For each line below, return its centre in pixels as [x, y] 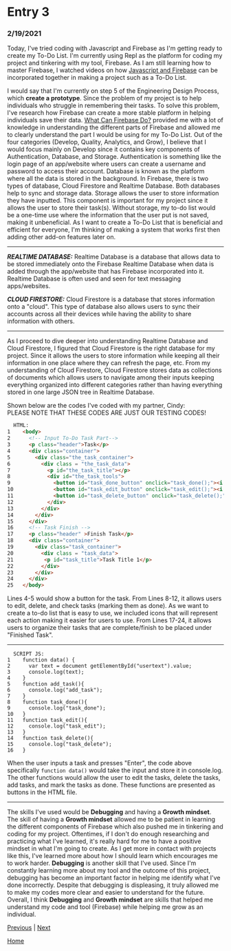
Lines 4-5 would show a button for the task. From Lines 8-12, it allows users [114, 598]
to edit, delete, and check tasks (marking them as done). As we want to [108, 606]
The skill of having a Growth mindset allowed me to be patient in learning [111, 820]
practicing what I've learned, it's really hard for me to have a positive [104, 841]
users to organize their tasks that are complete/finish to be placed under [109, 628]
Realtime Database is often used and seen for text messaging [94, 278]
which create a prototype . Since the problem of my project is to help [104, 98]
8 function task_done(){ [47, 702]
